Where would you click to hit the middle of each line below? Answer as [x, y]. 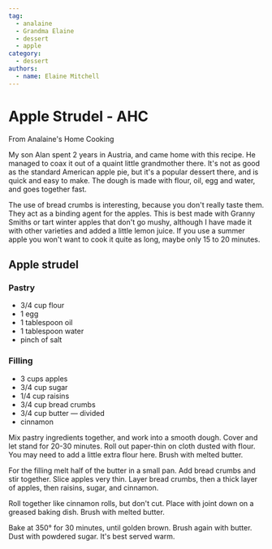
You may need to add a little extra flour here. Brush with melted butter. [126, 454]
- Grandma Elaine [45, 31]
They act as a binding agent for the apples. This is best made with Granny [132, 213]
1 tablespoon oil [46, 323]
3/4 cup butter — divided [62, 413]
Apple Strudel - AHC [78, 116]
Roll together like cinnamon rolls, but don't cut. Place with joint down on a [131, 503]
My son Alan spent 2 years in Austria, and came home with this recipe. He [132, 154]
